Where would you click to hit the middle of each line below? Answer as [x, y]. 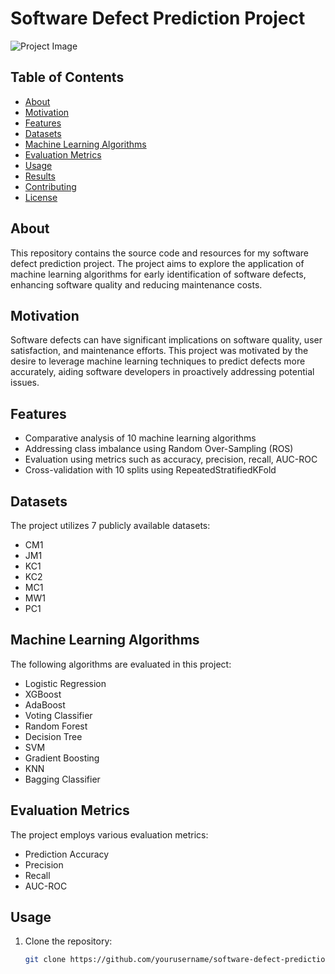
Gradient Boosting [62, 758]
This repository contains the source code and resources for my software [159, 253]
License [41, 197]
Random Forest [56, 726]
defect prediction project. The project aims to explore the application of [157, 263]
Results [40, 176]
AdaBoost [45, 704]
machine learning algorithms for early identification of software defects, [158, 274]
